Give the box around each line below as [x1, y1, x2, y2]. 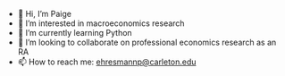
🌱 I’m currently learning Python [17, 28, 132, 38]
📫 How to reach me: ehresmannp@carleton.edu [17, 56, 197, 67]
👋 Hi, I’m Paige [17, 9, 71, 19]
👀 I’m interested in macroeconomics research [17, 18, 185, 29]
